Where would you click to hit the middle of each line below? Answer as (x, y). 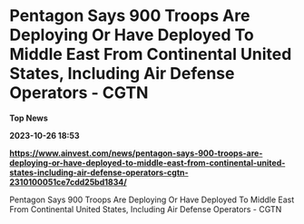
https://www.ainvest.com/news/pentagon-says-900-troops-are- (136, 153)
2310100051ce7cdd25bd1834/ (68, 181)
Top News (29, 118)
